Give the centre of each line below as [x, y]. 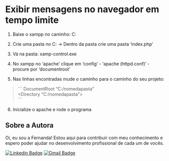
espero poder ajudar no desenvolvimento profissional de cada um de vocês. [85, 143]
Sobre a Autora [30, 125]
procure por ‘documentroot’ [41, 69]
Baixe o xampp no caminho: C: [45, 34]
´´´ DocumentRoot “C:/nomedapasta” [56, 89]
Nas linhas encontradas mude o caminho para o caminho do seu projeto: [88, 79]
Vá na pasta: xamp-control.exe [45, 54]
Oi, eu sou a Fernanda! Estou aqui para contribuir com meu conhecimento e [84, 138]
